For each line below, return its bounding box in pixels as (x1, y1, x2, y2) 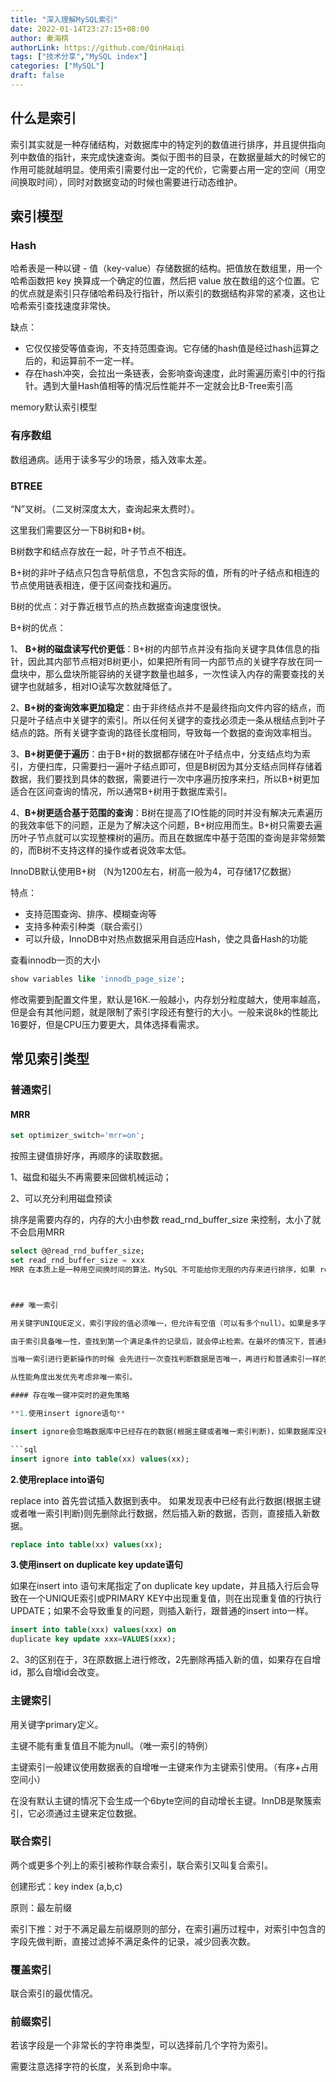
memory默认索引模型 (10, 401, 98, 413)
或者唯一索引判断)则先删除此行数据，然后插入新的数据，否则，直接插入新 (10, 1507, 312, 1519)
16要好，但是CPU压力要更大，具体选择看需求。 (10, 1018, 205, 1030)
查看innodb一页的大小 (10, 954, 101, 966)
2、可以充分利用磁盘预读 (10, 1192, 113, 1205)
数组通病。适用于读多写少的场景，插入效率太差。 (10, 453, 212, 465)
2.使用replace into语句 (10, 1473, 105, 1485)
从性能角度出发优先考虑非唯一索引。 (10, 1372, 138, 1383)
